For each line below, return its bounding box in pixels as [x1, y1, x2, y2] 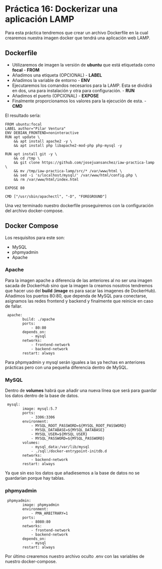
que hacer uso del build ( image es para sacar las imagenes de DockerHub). [5, 288, 156, 293]
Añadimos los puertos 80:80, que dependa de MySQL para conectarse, [5, 293, 147, 299]
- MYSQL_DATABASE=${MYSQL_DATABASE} [30, 428, 105, 433]
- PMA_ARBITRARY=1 [30, 511, 68, 516]
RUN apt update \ [5, 134, 40, 139]
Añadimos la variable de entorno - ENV [12, 77, 90, 83]
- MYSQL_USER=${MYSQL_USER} [30, 432, 88, 437]
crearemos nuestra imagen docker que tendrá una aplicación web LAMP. [5, 35, 150, 41]
